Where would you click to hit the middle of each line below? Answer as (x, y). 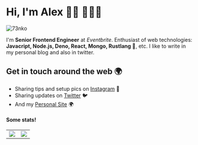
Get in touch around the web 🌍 (64, 72)
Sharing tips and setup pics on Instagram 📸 (67, 88)
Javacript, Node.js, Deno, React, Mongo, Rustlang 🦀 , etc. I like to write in (96, 46)
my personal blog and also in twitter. (50, 52)
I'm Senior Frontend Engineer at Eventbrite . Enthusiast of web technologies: (99, 39)
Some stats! (21, 120)
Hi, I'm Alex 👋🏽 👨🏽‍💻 (54, 12)
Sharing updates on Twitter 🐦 (51, 95)
